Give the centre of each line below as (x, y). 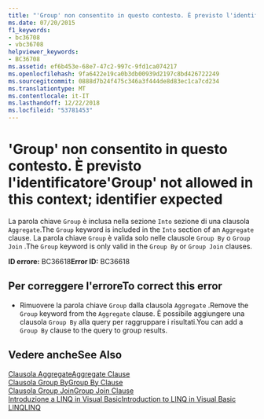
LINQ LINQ (24, 407)
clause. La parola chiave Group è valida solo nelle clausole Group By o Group (129, 237)
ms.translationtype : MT (47, 88)
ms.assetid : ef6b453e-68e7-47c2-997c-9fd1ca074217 (93, 67)
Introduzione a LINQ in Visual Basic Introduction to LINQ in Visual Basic (122, 399)
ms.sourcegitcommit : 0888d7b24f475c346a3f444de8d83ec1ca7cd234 (114, 81)
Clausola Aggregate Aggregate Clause (69, 373)
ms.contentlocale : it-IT (49, 96)
